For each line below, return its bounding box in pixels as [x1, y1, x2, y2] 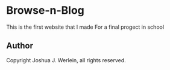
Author [6, 41, 33, 51]
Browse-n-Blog [6, 4, 84, 17]
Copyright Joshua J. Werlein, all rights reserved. [6, 56, 127, 63]
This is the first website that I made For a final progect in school [6, 23, 165, 31]
